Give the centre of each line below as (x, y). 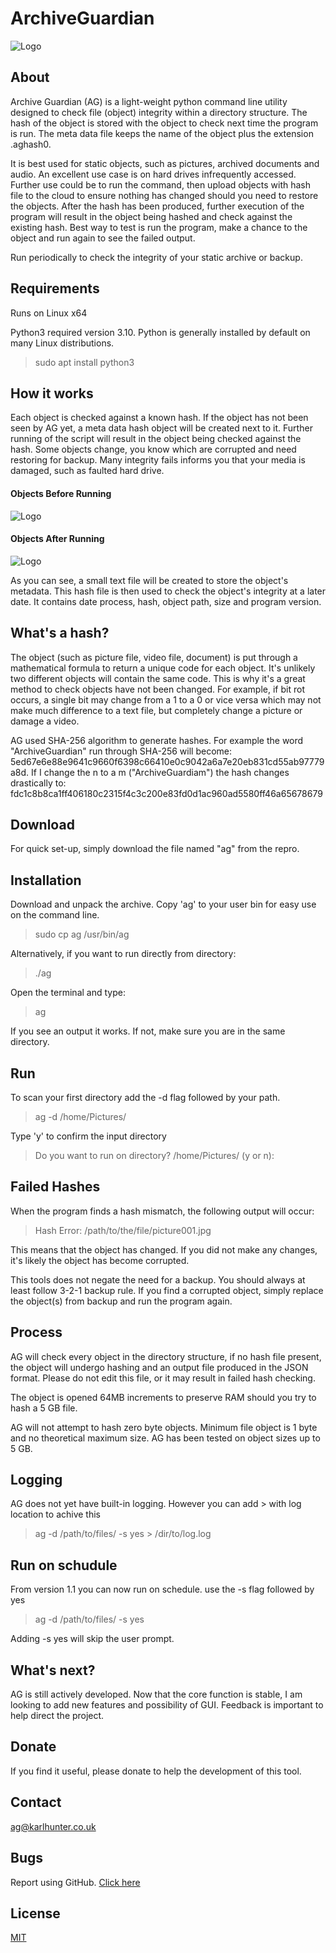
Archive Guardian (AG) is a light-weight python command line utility (149, 101)
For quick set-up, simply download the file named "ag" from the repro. (155, 849)
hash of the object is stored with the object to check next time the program (164, 123)
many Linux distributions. (62, 343)
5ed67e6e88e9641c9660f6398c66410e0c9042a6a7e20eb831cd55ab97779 (167, 761)
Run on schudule (64, 1565)
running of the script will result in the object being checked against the (156, 439)
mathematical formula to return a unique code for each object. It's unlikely (163, 668)
